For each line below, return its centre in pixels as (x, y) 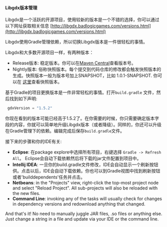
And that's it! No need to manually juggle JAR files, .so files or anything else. (84, 214)
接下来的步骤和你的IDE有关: (33, 141)
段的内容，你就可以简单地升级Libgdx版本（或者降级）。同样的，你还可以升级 (83, 124)
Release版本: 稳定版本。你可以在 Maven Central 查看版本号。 (74, 63)
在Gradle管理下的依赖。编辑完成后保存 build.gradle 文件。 (65, 131)
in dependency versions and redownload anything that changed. (79, 204)
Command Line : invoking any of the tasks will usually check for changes (87, 199)
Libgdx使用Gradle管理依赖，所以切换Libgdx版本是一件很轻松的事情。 (76, 42)
